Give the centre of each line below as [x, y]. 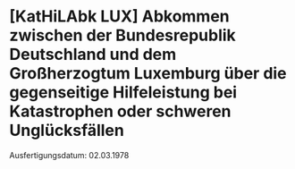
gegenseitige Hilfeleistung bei [123, 93]
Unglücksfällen [67, 131]
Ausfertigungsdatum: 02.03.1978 [69, 155]
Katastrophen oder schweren [120, 111]
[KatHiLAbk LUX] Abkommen [119, 17]
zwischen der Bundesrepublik [123, 35]
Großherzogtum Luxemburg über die [148, 74]
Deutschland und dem [93, 55]
